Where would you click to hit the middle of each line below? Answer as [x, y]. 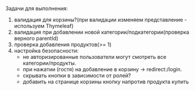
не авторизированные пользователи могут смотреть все [95, 57]
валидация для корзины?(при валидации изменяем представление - [100, 20]
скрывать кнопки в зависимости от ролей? [77, 76]
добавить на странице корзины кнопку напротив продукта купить [106, 82]
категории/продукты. [49, 63]
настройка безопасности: [46, 51]
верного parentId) [36, 38]
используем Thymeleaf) [44, 26]
